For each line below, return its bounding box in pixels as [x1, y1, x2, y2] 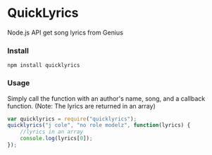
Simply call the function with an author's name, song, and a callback [7, 94, 206, 103]
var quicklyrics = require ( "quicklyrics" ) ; [7, 115, 137, 123]
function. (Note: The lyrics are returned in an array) [7, 101, 156, 110]
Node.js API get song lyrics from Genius [7, 28, 123, 37]
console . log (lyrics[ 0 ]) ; [20, 135, 93, 142]
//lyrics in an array [20, 128, 83, 135]
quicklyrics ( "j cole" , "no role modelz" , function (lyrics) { [7, 122, 191, 129]
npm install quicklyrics [7, 62, 80, 69]
